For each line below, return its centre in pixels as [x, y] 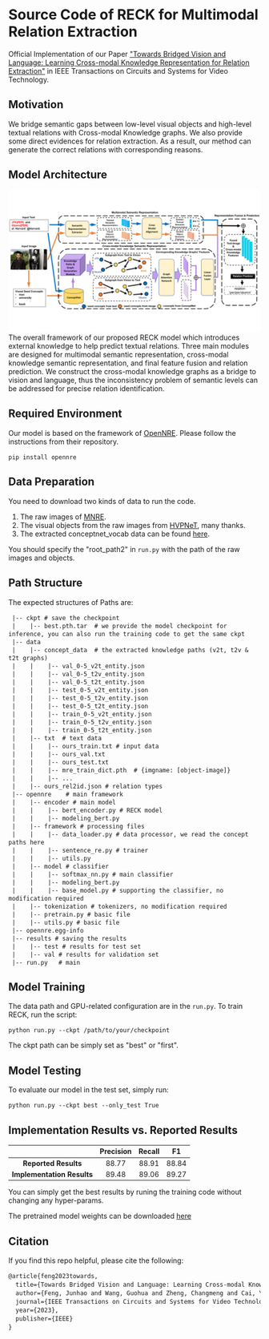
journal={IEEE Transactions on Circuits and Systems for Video [123, 1301]
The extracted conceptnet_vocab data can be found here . [115, 534]
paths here [26, 842]
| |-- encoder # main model [64, 802]
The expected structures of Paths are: [71, 602]
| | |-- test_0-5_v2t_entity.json [80, 690]
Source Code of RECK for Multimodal [133, 15]
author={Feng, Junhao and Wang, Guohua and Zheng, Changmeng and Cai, [136, 1293]
